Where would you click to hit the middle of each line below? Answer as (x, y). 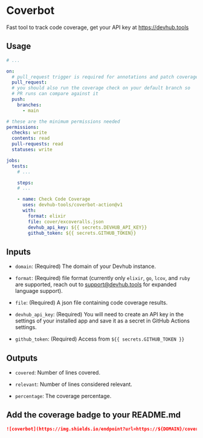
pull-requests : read (37, 144)
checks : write (29, 133)
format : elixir (47, 216)
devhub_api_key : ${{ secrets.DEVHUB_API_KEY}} (88, 227)
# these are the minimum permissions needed (63, 122)
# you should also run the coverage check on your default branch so (101, 88)
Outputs (22, 358)
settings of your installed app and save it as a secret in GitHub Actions (102, 321)
